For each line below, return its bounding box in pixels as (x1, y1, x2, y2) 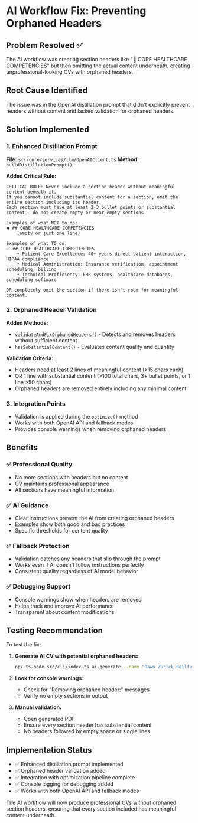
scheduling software (6, 276, 57, 283)
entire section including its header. (6, 199, 102, 205)
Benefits (6, 443, 38, 453)
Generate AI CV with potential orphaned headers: (14, 652, 139, 659)
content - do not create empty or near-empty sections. (6, 210, 147, 215)
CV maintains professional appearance (14, 480, 109, 487)
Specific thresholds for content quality (14, 527, 108, 534)
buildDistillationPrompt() (6, 162, 73, 168)
